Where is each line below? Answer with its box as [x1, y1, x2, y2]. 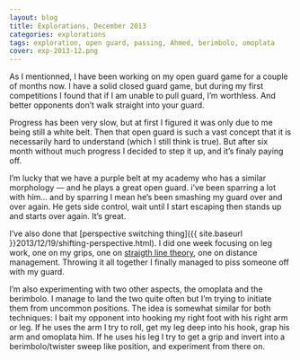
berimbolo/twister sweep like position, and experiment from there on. [9, 341, 266, 352]
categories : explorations [9, 30, 106, 39]
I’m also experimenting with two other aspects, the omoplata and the [9, 284, 263, 294]
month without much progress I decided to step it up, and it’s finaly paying [9, 145, 284, 157]
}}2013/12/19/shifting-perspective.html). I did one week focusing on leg [9, 238, 272, 249]
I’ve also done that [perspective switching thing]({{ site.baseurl [9, 228, 243, 239]
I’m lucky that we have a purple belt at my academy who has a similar [9, 172, 267, 184]
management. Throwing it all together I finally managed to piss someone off [9, 257, 289, 268]
